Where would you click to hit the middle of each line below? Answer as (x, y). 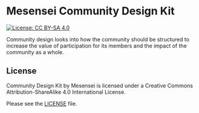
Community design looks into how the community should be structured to (98, 39)
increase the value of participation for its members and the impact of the (97, 46)
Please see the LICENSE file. (42, 103)
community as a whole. (35, 52)
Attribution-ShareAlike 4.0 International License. (66, 92)
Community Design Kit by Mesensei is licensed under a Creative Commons (100, 85)
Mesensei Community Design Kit (91, 11)
